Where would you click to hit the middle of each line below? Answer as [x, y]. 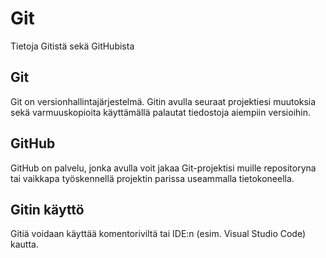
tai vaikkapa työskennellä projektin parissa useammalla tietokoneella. [152, 178]
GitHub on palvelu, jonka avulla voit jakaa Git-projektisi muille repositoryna [163, 168]
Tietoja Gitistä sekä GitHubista [72, 46]
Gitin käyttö [47, 209]
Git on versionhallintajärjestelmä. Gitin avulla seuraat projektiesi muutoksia [163, 101]
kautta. [24, 244]
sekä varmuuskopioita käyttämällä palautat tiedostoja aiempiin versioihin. [161, 112]
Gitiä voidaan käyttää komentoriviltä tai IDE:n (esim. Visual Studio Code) [158, 234]
